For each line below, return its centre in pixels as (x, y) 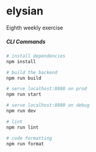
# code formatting (29, 138)
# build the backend (32, 72)
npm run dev (21, 111)
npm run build (24, 78)
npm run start (24, 94)
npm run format (25, 144)
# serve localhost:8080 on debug (48, 105)
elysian (25, 11)
